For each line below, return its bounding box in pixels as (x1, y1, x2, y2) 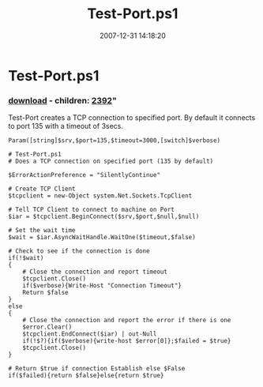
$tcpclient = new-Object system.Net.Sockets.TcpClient (8, 192, 193, 200)
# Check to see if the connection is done (8, 247, 150, 255)
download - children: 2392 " (8, 95, 117, 106)
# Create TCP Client (8, 185, 77, 193)
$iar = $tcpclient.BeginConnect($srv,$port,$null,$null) (8, 212, 200, 221)
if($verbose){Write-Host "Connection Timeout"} (22, 282, 182, 290)
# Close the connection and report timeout (22, 268, 168, 276)
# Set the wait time (8, 227, 77, 235)
